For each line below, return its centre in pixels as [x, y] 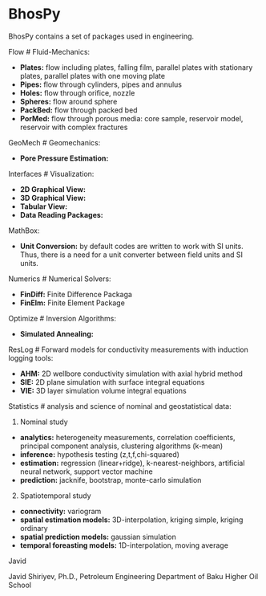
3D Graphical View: [53, 198]
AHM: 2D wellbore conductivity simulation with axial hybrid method [131, 374]
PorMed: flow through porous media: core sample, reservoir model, [131, 118]
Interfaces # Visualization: [51, 173]
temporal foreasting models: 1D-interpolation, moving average [124, 545]
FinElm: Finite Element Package [73, 303]
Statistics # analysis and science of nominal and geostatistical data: [120, 406]
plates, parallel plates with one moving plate [93, 76]
